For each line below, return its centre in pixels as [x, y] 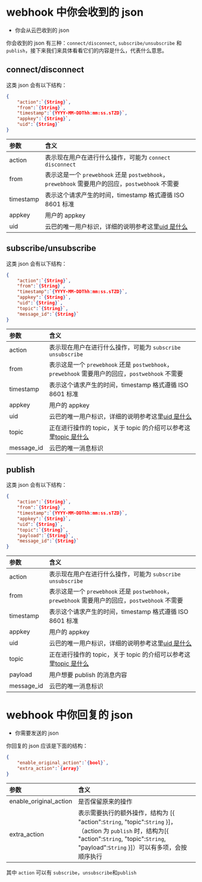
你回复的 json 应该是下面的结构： [47, 746]
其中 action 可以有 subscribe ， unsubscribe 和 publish [72, 872]
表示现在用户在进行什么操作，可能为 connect [108, 157]
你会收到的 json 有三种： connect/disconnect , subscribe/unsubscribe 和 [94, 43]
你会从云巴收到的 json [42, 30]
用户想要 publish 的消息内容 [88, 675]
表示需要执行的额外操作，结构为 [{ [127, 813]
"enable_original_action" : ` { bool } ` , [63, 763]
